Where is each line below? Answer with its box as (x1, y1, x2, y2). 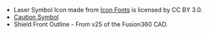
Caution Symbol (13, 13, 60, 21)
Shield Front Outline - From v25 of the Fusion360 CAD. (13, 20, 169, 28)
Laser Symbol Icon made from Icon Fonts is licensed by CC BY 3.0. (13, 6, 203, 14)
